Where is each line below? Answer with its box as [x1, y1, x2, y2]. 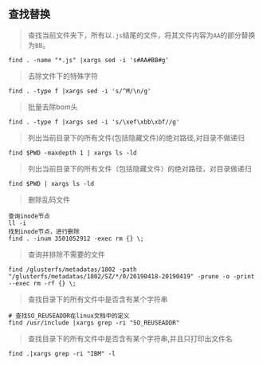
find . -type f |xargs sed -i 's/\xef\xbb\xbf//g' [8, 118, 180, 126]
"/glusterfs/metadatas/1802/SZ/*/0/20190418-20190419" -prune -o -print [8, 272, 255, 281]
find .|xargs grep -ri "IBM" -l [8, 349, 116, 357]
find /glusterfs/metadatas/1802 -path [8, 266, 137, 274]
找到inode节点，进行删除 [8, 227, 80, 235]
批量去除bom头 [27, 102, 78, 112]
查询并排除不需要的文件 [27, 250, 105, 259]
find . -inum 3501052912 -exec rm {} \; [8, 234, 145, 242]
